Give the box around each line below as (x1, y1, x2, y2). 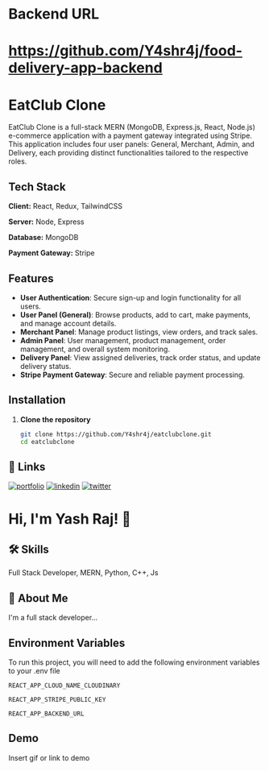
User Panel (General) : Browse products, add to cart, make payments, (19, 309, 251, 319)
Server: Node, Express (8, 217, 85, 226)
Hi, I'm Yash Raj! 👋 (8, 509, 131, 528)
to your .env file (8, 665, 60, 675)
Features (8, 272, 54, 285)
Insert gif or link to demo (8, 752, 90, 762)
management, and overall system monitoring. (19, 344, 171, 354)
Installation (8, 393, 66, 407)
